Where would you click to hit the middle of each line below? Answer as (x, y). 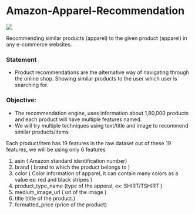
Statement (21, 59)
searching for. (31, 85)
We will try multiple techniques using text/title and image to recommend (101, 125)
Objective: (21, 100)
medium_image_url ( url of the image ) (60, 192)
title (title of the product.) (45, 198)
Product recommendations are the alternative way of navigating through (102, 72)
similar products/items (42, 132)
